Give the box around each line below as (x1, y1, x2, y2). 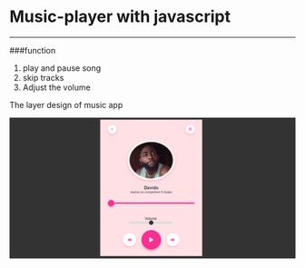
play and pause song (22, 62, 102, 74)
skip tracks (22, 72, 64, 83)
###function (9, 45, 56, 55)
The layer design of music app (9, 99, 123, 110)
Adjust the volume (22, 82, 91, 93)
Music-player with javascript (9, 6, 231, 27)
